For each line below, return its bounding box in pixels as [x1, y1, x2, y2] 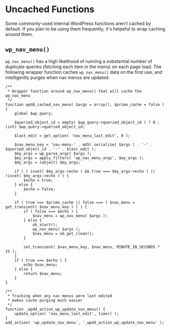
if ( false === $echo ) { [23, 208, 79, 214]
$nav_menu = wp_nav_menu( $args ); [32, 213, 108, 218]
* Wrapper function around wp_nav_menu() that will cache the [7, 88, 142, 94]
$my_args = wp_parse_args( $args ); [14, 151, 92, 156]
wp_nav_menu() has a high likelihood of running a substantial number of [5, 58, 152, 64]
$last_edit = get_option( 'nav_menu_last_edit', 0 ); [14, 133, 130, 138]
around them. [5, 31, 33, 37]
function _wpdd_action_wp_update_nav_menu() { [5, 307, 106, 312]
